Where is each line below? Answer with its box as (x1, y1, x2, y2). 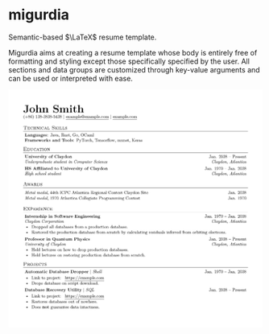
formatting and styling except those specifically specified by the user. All (8, 56, 250, 66)
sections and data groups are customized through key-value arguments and (8, 64, 260, 74)
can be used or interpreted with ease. (8, 73, 133, 83)
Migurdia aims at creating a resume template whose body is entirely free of (8, 47, 258, 57)
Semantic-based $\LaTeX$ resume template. (8, 32, 157, 42)
